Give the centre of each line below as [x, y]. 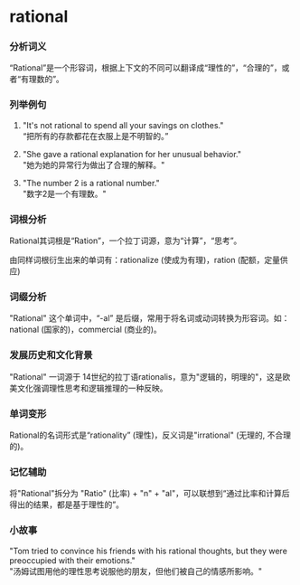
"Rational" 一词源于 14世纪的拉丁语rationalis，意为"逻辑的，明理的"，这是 [146, 376]
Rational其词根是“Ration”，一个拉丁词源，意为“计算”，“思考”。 [126, 241]
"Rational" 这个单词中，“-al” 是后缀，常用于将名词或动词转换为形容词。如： [150, 318]
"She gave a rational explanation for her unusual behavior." [132, 154]
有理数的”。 [43, 80]
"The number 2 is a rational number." [91, 183]
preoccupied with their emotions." [72, 560]
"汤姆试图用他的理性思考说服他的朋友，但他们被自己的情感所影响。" [136, 571]
